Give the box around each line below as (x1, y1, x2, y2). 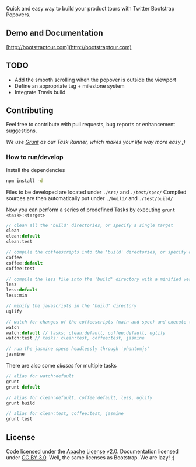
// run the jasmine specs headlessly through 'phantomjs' (6, 346, 150, 352)
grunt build (6, 400, 35, 406)
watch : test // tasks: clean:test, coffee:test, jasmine (6, 335, 145, 341)
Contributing (6, 105, 54, 116)
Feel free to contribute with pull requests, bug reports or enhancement (6, 121, 176, 128)
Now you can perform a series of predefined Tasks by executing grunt (6, 206, 176, 213)
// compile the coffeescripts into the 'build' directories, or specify (6, 249, 187, 255)
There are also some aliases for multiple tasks (6, 362, 117, 369)
